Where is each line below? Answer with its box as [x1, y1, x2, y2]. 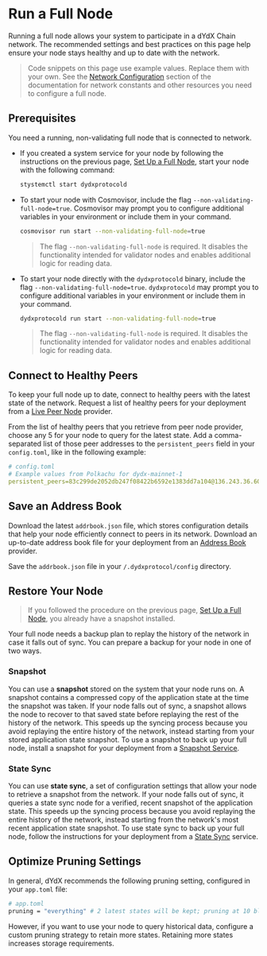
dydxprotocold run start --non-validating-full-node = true [19, 315, 216, 323]
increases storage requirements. [8, 939, 114, 948]
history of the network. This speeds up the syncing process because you [8, 718, 248, 727]
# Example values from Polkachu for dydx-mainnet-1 [8, 470, 183, 478]
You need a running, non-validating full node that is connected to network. [8, 133, 252, 142]
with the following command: [19, 164, 115, 175]
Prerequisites [8, 112, 76, 126]
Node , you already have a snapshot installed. [27, 613, 176, 624]
